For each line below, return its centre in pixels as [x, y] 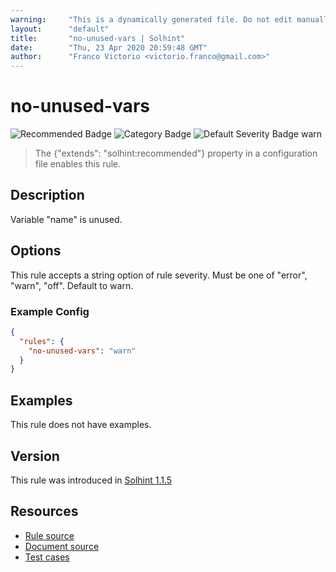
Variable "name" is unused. [66, 219]
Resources [44, 511]
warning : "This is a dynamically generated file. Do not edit [151, 19]
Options [36, 251]
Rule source [49, 535]
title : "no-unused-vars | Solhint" [98, 38]
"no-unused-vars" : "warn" [82, 351]
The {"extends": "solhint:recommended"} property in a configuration [176, 153]
